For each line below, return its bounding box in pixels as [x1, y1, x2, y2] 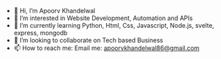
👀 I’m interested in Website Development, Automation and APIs [13, 14, 193, 22]
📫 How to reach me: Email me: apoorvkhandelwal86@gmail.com [13, 44, 200, 52]
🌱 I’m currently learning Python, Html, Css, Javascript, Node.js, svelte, [13, 22, 215, 29]
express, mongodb [13, 28, 68, 37]
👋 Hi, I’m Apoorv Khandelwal [13, 7, 96, 15]
